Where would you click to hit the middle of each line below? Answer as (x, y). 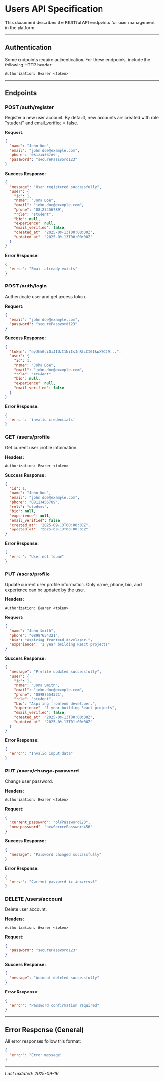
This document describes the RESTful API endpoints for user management (80, 22)
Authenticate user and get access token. (46, 296)
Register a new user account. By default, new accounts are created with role (82, 118)
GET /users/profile (28, 437)
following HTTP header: (29, 65)
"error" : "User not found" (37, 557)
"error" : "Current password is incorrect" (53, 882)
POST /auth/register (30, 107)
